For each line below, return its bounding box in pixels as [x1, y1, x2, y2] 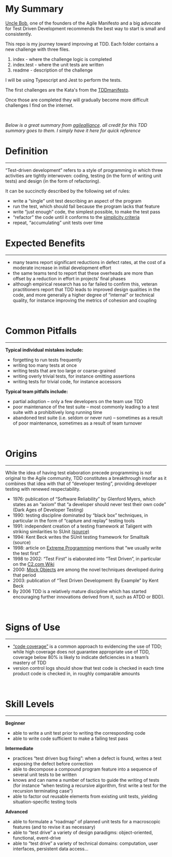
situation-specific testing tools [12, 799, 77, 805]
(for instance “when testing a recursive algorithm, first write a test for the [12, 782, 167, 788]
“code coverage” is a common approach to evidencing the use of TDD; [12, 643, 162, 649]
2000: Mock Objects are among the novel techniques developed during [12, 566, 164, 573]
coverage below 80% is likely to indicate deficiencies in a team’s [12, 654, 149, 660]
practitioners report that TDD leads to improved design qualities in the [12, 286, 160, 292]
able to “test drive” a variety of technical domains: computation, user [12, 840, 158, 846]
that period [12, 572, 36, 578]
